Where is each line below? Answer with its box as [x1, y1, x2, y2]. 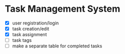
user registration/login [12, 20, 59, 26]
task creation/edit [12, 26, 49, 32]
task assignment [12, 32, 47, 38]
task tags [12, 37, 32, 43]
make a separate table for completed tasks [12, 43, 103, 49]
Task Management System [5, 3, 120, 15]
